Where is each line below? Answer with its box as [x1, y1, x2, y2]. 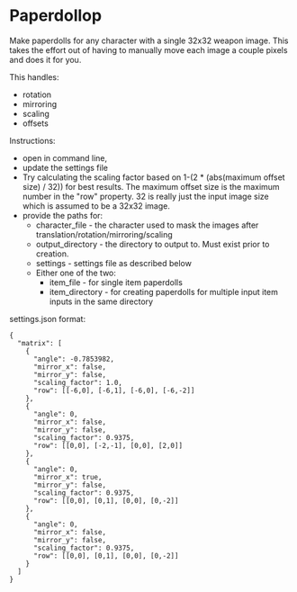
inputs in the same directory [49, 296, 154, 307]
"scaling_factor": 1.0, [32, 378, 123, 387]
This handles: [9, 71, 59, 82]
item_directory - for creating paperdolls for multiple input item [49, 286, 279, 297]
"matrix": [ [17, 338, 63, 347]
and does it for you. [9, 54, 82, 65]
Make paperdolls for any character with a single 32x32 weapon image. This [9, 35, 289, 46]
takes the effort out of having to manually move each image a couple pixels [9, 44, 288, 55]
